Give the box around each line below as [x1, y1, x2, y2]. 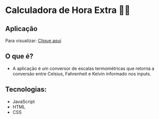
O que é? [5, 52, 34, 60]
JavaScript [12, 98, 35, 104]
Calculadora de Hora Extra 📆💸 [5, 4, 130, 16]
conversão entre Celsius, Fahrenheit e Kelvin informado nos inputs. [12, 70, 151, 76]
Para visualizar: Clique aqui [5, 37, 62, 43]
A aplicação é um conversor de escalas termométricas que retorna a [12, 65, 154, 71]
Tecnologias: [5, 85, 47, 94]
